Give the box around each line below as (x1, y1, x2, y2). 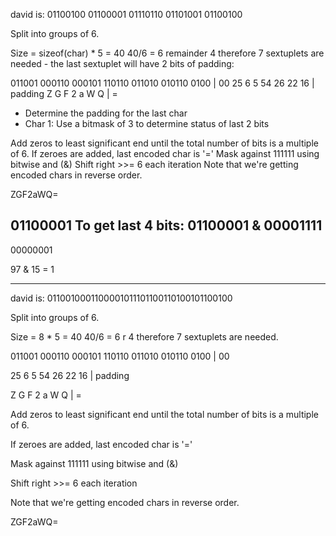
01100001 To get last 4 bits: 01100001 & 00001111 (10, 217, 323, 234)
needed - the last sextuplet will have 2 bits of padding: (10, 58, 235, 69)
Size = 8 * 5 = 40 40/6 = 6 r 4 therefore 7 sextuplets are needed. (10, 330, 279, 343)
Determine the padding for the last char (24, 107, 188, 119)
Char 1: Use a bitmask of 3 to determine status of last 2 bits (24, 118, 270, 129)
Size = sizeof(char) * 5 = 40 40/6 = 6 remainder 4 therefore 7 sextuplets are (10, 47, 325, 59)
